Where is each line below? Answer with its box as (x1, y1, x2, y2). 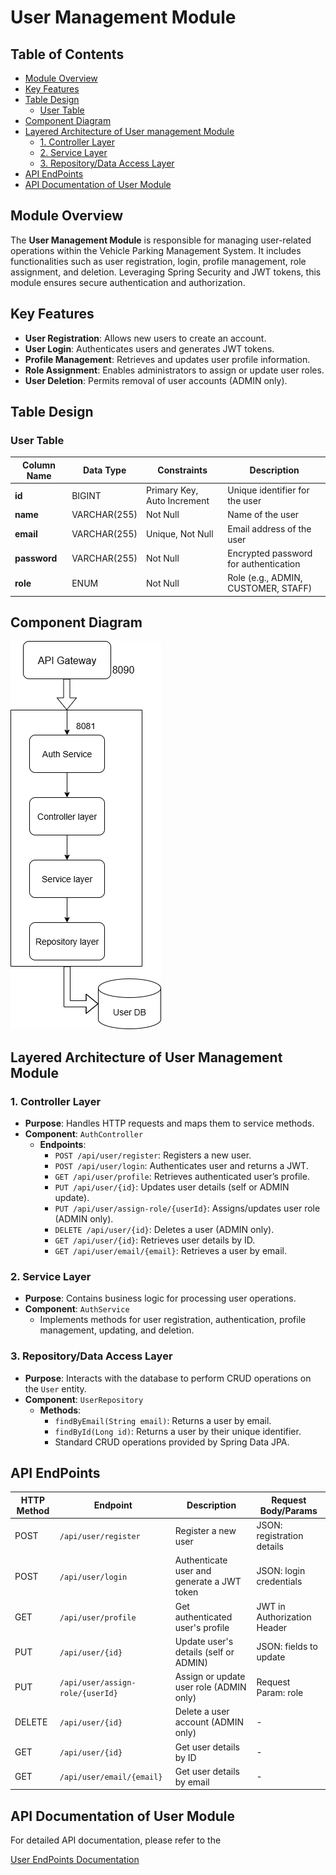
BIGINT (71, 489, 102, 501)
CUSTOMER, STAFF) (227, 582, 313, 595)
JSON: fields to (256, 1641, 318, 1653)
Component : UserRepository (24, 1393, 144, 1405)
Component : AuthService (24, 1303, 130, 1315)
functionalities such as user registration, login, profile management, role (10, 255, 307, 267)
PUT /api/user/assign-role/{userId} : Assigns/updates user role (54, 1202, 321, 1215)
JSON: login (256, 1565, 306, 1577)
